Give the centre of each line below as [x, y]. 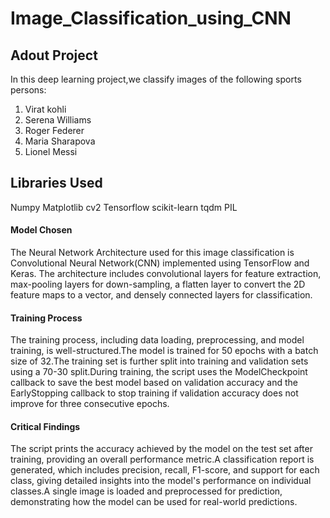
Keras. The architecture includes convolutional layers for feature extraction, [166, 274]
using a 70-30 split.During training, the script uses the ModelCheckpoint [159, 372]
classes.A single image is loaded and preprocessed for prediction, [146, 491]
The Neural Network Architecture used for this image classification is [152, 253]
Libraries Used [56, 183]
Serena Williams [58, 120]
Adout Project [54, 55]
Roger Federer [54, 130]
